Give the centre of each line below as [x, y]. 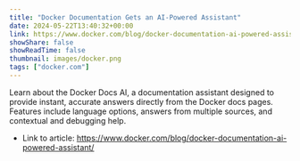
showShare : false [42, 42]
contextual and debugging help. [68, 120]
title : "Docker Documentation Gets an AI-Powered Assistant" [125, 17]
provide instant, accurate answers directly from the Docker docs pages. [142, 101]
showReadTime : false [48, 51]
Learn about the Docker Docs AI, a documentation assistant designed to [142, 92]
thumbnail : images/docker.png [66, 59]
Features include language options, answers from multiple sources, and [141, 111]
